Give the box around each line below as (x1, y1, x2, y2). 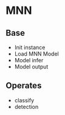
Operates (5, 80, 42, 91)
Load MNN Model (14, 50, 59, 57)
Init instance (14, 44, 46, 51)
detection (14, 103, 39, 110)
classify (14, 96, 35, 103)
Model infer (14, 57, 44, 64)
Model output (14, 63, 49, 70)
